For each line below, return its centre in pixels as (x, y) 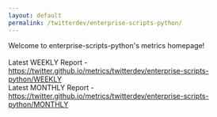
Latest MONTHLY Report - (51, 87)
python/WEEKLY (35, 79)
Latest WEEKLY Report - (48, 62)
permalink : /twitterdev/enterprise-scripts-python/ (95, 23)
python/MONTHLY (38, 104)
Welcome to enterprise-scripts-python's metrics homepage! (107, 45)
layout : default (35, 15)
